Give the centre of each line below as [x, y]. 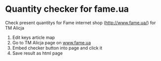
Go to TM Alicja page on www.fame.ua [52, 42]
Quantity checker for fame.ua [67, 9]
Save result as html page [38, 53]
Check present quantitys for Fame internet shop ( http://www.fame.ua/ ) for [80, 23]
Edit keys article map [34, 37]
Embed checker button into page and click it [57, 48]
